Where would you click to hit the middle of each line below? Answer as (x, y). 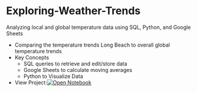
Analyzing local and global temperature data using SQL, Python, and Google (98, 27)
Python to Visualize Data (53, 76)
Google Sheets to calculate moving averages (78, 70)
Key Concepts (32, 57)
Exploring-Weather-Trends (73, 11)
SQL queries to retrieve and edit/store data (75, 64)
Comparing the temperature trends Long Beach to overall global (92, 45)
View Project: (31, 82)
